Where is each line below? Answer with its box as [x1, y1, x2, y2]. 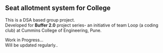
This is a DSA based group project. [5, 17, 75, 23]
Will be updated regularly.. [5, 42, 58, 48]
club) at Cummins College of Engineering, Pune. [5, 27, 102, 33]
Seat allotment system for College [5, 4, 111, 12]
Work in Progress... [5, 37, 44, 43]
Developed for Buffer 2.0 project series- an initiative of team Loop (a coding [5, 22, 159, 28]
